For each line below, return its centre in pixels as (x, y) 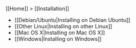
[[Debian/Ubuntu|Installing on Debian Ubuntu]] (72, 20)
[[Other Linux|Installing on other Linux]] (63, 26)
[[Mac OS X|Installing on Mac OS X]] (60, 33)
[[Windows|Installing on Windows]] (58, 39)
